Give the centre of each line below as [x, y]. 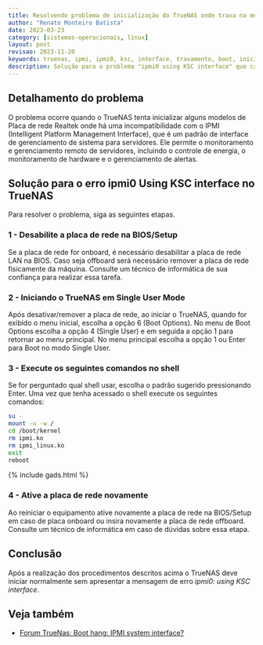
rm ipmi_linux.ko [36, 445]
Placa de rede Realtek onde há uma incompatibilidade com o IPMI [114, 126]
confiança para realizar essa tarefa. [65, 277]
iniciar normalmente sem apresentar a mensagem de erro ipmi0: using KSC [129, 581]
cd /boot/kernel [34, 431]
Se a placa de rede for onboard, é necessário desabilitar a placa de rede [124, 252]
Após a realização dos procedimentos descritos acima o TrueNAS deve [123, 573]
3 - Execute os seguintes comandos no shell [94, 368]
